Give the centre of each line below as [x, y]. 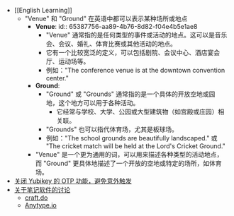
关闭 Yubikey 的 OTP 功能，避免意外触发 [73, 181]
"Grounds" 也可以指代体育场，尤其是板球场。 [112, 129]
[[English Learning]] [43, 10]
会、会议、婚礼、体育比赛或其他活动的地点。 [111, 44]
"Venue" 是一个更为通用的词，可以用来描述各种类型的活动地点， [129, 154]
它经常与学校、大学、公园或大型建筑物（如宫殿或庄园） [137, 112]
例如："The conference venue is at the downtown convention [135, 70]
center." [57, 78]
